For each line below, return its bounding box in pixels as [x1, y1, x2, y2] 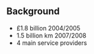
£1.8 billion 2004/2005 [16, 24, 80, 32]
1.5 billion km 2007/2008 [16, 31, 86, 39]
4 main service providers [16, 38, 87, 47]
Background [6, 6, 60, 17]
